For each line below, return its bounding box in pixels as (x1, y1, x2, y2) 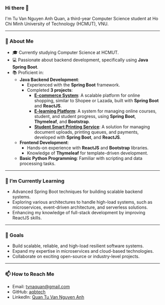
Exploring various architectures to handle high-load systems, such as (12, 199, 153, 205)
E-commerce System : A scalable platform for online (34, 92, 140, 98)
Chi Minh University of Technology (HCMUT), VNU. (5, 21, 109, 27)
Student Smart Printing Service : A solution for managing (34, 123, 150, 130)
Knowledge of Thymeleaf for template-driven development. (27, 150, 148, 156)
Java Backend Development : (19, 76, 80, 82)
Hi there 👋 (5, 4, 29, 11)
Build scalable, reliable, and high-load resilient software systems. (12, 243, 144, 249)
